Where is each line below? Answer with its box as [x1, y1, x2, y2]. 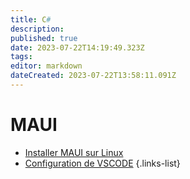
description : [10, 24, 65, 34]
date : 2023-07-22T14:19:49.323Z [10, 42, 145, 53]
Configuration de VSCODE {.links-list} [24, 157, 181, 169]
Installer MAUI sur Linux [24, 146, 124, 158]
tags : [10, 52, 33, 62]
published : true [10, 33, 78, 43]
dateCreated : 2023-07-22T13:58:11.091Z [10, 71, 177, 81]
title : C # [10, 14, 52, 25]
